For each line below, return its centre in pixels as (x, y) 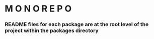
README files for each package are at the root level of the (77, 24)
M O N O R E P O (38, 9)
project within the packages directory (52, 30)
